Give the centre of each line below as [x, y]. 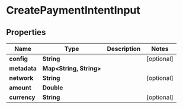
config [19, 59]
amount [20, 88]
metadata [23, 68]
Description [124, 49]
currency [22, 97]
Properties [26, 32]
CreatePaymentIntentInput [73, 10]
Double [53, 88]
